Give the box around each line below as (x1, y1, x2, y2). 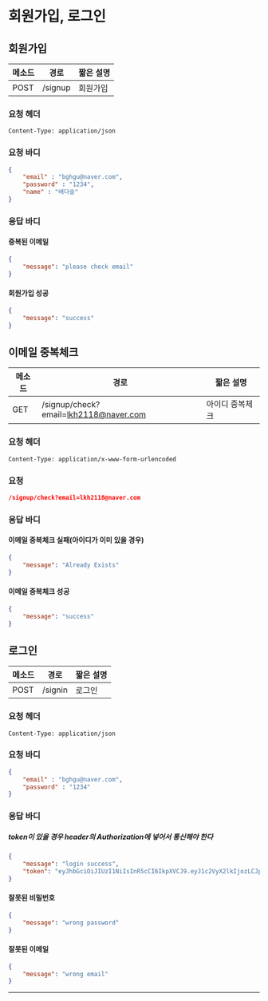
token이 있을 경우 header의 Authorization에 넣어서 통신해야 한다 (8, 832, 214, 841)
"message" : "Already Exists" (22, 560, 120, 569)
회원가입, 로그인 (8, 7, 106, 26)
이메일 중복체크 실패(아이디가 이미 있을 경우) (8, 536, 144, 545)
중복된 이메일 (8, 237, 49, 247)
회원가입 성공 (8, 288, 49, 298)
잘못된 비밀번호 (8, 893, 56, 903)
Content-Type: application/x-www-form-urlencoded (8, 455, 177, 463)
